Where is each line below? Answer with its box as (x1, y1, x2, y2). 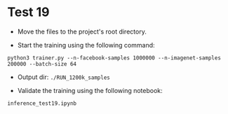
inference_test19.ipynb (7, 99, 77, 107)
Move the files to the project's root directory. (17, 27, 147, 36)
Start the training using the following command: (17, 41, 156, 49)
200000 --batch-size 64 (7, 60, 77, 67)
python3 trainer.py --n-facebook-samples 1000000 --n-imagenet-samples (7, 54, 221, 62)
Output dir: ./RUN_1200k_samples (17, 73, 110, 81)
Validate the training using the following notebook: (17, 86, 163, 94)
